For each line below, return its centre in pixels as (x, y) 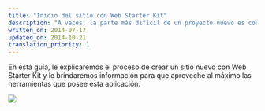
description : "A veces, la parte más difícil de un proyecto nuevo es (127, 23)
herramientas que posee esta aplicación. (74, 84)
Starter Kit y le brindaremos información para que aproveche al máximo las (130, 76)
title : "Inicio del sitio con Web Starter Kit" (88, 15)
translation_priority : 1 (49, 45)
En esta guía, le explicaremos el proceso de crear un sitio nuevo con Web (127, 67)
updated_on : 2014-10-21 (47, 37)
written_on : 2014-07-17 (47, 30)
